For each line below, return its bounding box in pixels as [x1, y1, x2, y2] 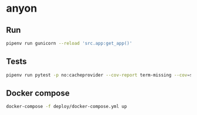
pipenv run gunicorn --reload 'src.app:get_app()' [6, 40, 133, 46]
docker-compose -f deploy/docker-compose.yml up [6, 104, 127, 110]
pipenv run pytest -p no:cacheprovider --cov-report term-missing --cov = [6, 72, 191, 78]
